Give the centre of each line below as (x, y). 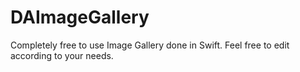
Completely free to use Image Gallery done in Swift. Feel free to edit (150, 45)
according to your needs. (62, 55)
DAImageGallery (80, 17)
